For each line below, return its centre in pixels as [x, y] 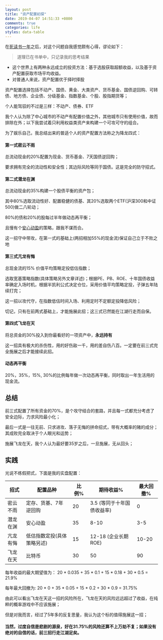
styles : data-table [25, 32]
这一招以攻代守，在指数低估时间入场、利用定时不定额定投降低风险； [73, 301]
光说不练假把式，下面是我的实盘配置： [43, 473]
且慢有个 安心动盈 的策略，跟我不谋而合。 [45, 228]
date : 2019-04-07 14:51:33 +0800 [39, 18]
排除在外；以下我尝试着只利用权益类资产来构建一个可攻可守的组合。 [73, 123]
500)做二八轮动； [23, 207]
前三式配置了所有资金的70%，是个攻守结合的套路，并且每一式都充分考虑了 [80, 410]
